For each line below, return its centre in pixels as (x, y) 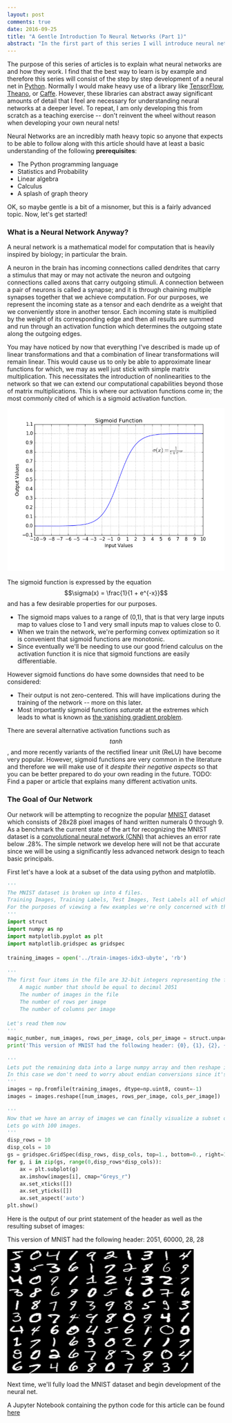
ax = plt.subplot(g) (49, 1169)
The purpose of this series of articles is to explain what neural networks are (115, 64)
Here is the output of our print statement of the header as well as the (105, 1219)
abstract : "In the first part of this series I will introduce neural (111, 44)
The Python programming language (68, 164)
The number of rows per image (63, 1002)
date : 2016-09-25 (32, 29)
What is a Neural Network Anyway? (68, 233)
